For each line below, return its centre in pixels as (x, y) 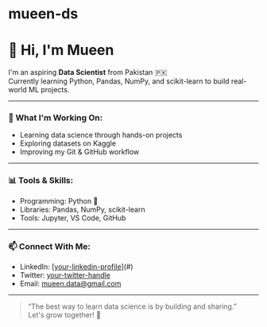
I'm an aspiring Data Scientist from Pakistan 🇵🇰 (88, 72)
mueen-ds (43, 14)
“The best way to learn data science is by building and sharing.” (132, 306)
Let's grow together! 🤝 (64, 315)
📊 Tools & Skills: (41, 181)
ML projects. (49, 90)
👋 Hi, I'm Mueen (61, 51)
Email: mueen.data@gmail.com (70, 284)
